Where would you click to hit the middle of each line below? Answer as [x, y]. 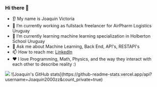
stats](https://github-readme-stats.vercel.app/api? [101, 74]
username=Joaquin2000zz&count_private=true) [54, 80]
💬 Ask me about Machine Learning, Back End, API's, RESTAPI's [76, 46]
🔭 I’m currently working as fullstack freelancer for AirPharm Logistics [82, 26]
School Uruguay [28, 42]
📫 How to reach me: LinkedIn [42, 52]
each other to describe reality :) [44, 64]
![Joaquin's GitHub [30, 74]
